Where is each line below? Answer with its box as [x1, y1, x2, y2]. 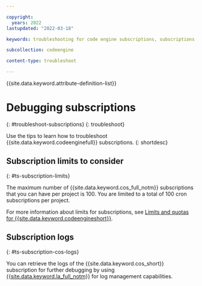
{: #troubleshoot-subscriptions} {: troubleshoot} [6, 120, 125, 128]
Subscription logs [6, 232, 74, 243]
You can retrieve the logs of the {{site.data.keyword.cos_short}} [6, 260, 164, 267]
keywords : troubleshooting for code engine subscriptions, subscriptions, [6, 36, 198, 42]
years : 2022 [11, 19, 42, 26]
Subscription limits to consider [6, 156, 124, 166]
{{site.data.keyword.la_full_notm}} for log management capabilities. [6, 272, 173, 280]
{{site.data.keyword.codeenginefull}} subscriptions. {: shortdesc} [6, 138, 168, 146]
